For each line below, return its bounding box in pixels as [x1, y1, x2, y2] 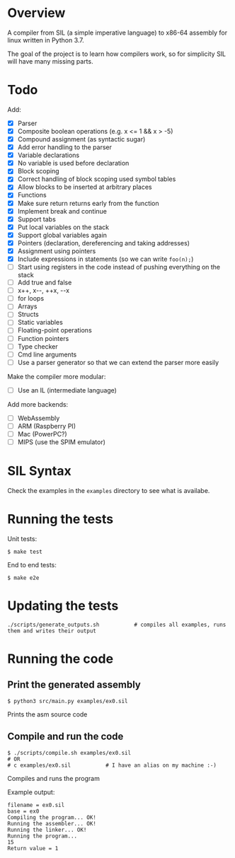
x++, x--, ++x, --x [17, 286, 69, 295]
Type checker [17, 342, 58, 351]
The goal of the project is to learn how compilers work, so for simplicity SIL [7, 50, 227, 58]
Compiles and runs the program [7, 774, 101, 782]
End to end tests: [7, 560, 57, 569]
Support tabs [17, 214, 57, 224]
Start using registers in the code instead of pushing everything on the [17, 263, 221, 271]
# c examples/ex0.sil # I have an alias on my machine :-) [7, 762, 217, 769]
